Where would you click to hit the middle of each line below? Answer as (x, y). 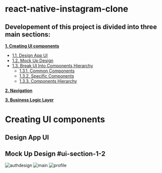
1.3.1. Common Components (47, 71)
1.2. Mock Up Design (33, 61)
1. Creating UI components (32, 46)
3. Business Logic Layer (29, 100)
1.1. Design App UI (30, 55)
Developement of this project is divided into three (81, 27)
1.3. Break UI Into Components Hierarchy (52, 66)
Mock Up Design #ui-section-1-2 (55, 154)
